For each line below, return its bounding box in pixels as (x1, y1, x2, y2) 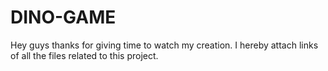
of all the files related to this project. (10, 49, 159, 61)
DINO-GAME (10, 6, 117, 29)
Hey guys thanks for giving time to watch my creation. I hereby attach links (10, 39, 319, 51)
